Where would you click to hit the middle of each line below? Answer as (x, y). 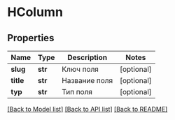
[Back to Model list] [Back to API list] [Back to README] (87, 109)
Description (87, 58)
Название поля (87, 81)
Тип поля (77, 92)
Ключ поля (80, 69)
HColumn (35, 12)
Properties (31, 38)
